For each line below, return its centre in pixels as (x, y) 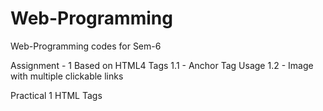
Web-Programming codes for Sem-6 (86, 46)
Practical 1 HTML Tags (56, 95)
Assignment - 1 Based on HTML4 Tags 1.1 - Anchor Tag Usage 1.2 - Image (162, 65)
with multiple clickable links (67, 76)
